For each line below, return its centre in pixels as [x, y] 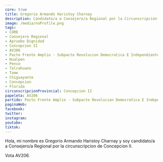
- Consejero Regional [27, 37]
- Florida [15, 86]
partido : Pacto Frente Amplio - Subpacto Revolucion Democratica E [75, 100]
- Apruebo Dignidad [25, 41]
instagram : [16, 118]
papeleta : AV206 [21, 95]
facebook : [15, 109]
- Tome [12, 73]
